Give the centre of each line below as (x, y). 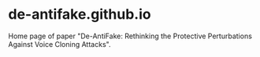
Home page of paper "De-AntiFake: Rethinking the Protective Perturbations (130, 36)
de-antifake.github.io (80, 14)
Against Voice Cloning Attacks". (59, 44)
